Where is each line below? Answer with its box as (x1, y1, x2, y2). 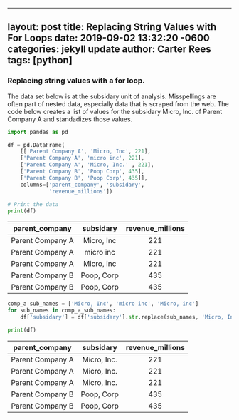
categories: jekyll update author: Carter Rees (7, 43, 211, 56)
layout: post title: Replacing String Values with (7, 21, 217, 33)
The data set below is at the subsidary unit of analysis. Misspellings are (7, 92, 217, 101)
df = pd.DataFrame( (7, 141, 65, 148)
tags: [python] (7, 54, 73, 66)
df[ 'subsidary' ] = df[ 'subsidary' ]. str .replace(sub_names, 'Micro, (20, 313, 224, 321)
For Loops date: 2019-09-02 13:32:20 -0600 (7, 32, 210, 44)
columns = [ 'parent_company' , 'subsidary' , (20, 181, 144, 188)
